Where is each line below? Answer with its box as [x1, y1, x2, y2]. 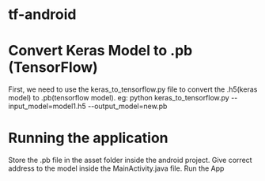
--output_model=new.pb [88, 101, 168, 111]
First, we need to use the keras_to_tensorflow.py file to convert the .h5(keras [8, 85, 258, 94]
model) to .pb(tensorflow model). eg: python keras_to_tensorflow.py [8, 93, 229, 103]
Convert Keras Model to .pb [8, 42, 193, 60]
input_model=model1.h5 [8, 101, 87, 111]
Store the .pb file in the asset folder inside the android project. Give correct [8, 156, 252, 165]
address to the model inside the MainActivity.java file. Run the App [8, 164, 225, 173]
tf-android [8, 6, 77, 24]
